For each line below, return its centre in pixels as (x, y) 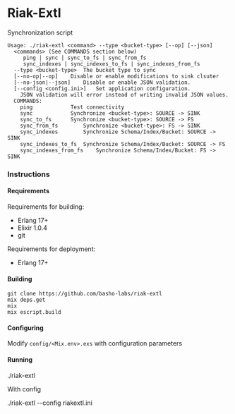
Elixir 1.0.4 (32, 228)
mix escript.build (34, 312)
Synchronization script (40, 32)
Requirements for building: (46, 207)
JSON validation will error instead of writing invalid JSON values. (125, 95)
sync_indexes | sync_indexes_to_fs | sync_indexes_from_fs (112, 64)
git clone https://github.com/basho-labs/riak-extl (85, 294)
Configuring (25, 328)
